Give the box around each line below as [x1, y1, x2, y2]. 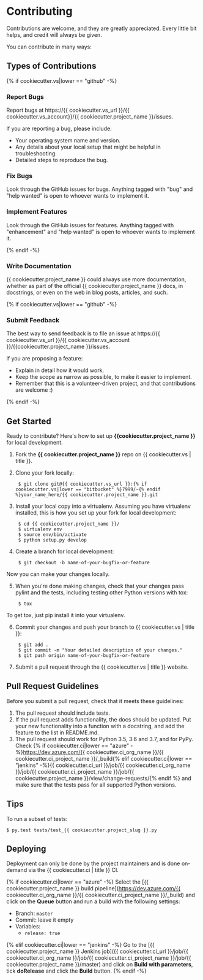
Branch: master [15, 910, 53, 917]
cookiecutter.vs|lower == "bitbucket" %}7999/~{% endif [15, 486, 161, 492]
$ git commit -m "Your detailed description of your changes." [18, 647, 183, 653]
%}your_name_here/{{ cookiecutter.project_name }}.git [15, 492, 158, 498]
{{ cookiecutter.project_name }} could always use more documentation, [6, 275, 186, 283]
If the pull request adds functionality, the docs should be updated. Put [15, 715, 191, 723]
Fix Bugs [6, 171, 32, 180]
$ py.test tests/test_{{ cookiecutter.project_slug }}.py [6, 827, 157, 833]
